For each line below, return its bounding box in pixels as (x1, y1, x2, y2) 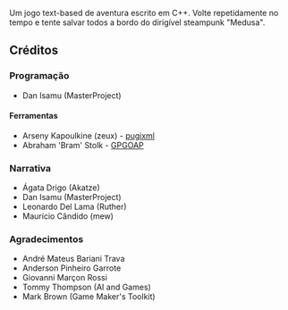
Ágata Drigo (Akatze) (21, 182, 100, 193)
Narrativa (9, 162, 52, 174)
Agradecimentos (9, 233, 84, 246)
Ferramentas (9, 111, 58, 121)
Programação (9, 70, 70, 82)
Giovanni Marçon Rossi (21, 272, 107, 283)
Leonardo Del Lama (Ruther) (21, 201, 127, 213)
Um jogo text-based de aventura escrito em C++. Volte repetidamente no (9, 8, 279, 18)
